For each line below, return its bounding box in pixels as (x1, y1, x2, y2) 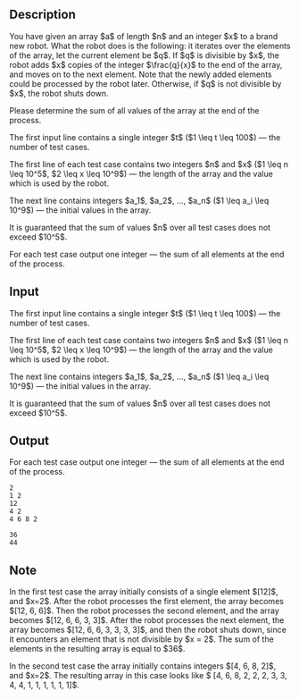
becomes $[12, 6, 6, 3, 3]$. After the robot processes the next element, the (9, 615, 285, 626)
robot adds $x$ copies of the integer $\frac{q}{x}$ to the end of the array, (9, 59, 283, 70)
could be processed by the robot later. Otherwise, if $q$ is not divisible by (9, 78, 282, 88)
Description (9, 7, 76, 22)
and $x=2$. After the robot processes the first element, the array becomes (9, 596, 284, 607)
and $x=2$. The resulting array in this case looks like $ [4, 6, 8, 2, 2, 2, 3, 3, (9, 670, 287, 681)
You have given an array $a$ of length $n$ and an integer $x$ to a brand (9, 30, 278, 41)
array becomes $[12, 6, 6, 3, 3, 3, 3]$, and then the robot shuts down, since (9, 625, 287, 636)
